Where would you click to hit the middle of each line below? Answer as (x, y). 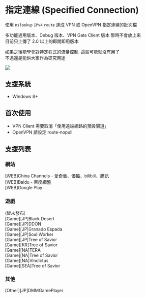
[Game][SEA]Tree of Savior (33, 265)
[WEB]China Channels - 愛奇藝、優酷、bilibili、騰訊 (57, 176)
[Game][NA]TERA (23, 250)
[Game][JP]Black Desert (30, 218)
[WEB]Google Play (24, 188)
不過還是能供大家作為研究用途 (35, 58)
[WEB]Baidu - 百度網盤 (28, 182)
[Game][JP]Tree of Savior (31, 239)
